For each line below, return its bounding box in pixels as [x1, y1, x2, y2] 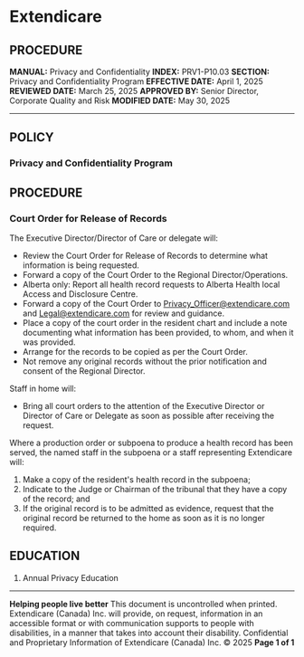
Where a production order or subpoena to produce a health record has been [9, 437, 294, 448]
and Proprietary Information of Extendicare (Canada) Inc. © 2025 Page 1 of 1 [9, 636, 295, 648]
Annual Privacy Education [22, 572, 119, 583]
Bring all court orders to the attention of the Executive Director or [22, 401, 265, 411]
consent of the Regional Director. [22, 366, 147, 376]
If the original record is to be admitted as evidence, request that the [22, 503, 274, 513]
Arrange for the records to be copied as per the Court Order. [22, 347, 249, 357]
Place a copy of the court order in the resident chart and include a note [22, 318, 288, 328]
